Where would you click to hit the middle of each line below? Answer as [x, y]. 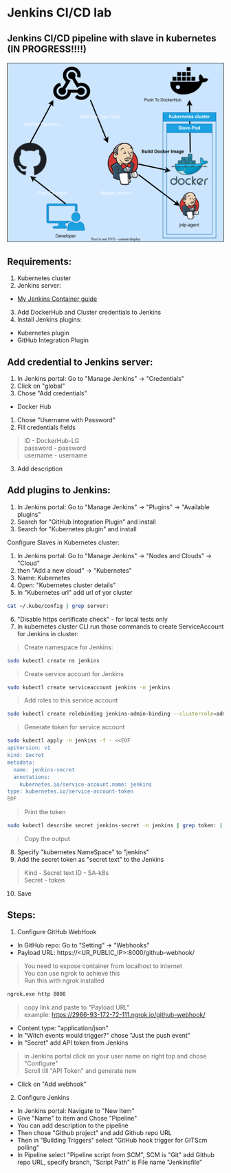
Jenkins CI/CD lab [59, 13]
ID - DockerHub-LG [52, 440]
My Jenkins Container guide [57, 299]
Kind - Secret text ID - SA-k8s [66, 873]
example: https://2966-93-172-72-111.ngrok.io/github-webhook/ [114, 1014]
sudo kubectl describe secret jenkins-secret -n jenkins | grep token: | [115, 826]
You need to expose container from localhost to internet [103, 966]
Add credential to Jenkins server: [80, 362]
